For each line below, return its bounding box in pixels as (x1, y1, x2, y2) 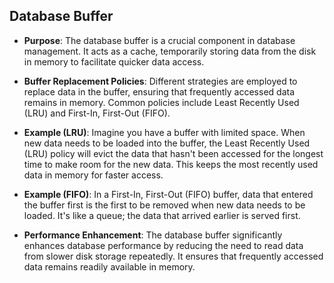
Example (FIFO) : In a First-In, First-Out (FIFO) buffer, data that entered (23, 188, 314, 200)
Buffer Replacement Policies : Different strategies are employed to (23, 75, 298, 87)
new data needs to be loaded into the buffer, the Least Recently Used (23, 137, 311, 149)
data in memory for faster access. (23, 169, 164, 181)
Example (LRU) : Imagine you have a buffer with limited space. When (23, 126, 306, 138)
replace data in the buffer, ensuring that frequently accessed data (23, 85, 295, 98)
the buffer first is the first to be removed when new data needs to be (23, 199, 306, 211)
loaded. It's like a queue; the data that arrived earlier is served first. (23, 209, 301, 221)
